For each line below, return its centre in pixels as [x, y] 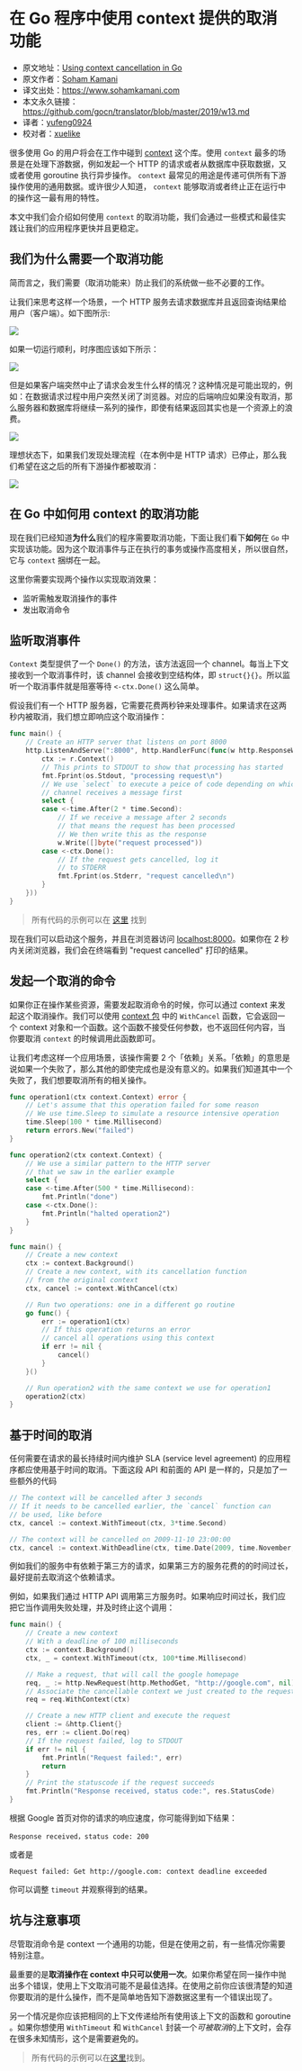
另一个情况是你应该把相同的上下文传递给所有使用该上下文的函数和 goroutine [151, 2016]
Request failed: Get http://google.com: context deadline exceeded [138, 1871]
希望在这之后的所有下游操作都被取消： [88, 466]
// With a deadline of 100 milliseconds [102, 1641]
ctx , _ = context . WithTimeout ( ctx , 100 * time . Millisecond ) [136, 1658]
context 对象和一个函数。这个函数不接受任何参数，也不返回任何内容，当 [152, 1026]
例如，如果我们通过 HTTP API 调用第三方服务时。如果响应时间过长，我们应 [147, 1596]
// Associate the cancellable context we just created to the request [160, 1691]
